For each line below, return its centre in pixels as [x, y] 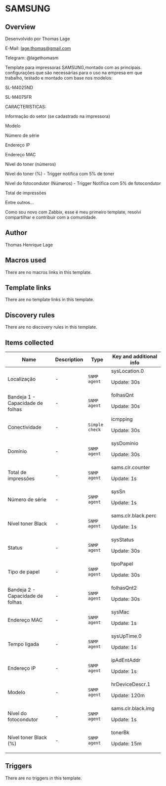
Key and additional [135, 356]
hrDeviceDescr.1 [131, 684]
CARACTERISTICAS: [26, 107]
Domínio [17, 451]
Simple [96, 425]
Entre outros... [20, 202]
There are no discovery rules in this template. [51, 327]
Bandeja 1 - [22, 397]
